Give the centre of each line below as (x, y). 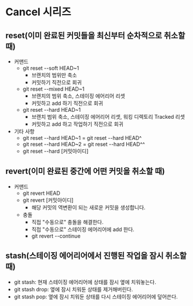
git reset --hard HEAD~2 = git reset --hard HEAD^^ (84, 144)
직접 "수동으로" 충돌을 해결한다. (67, 222)
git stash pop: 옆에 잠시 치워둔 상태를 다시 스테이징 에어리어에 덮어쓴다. (96, 297)
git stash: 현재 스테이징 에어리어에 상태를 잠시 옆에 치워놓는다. (85, 282)
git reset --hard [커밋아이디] (56, 151)
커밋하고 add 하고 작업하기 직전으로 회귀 (77, 124)
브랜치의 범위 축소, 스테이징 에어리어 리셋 (78, 96)
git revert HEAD (42, 193)
